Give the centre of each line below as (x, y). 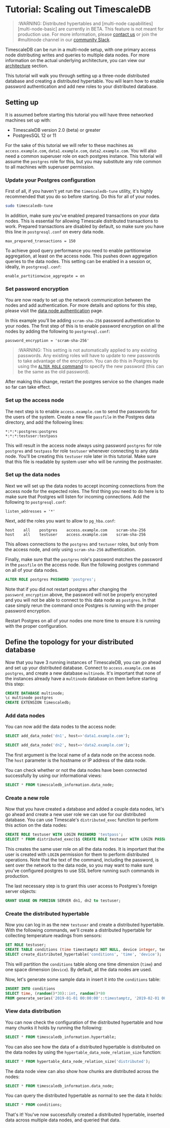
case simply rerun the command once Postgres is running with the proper (82, 605)
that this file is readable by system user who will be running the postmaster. (84, 461)
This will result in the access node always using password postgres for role (83, 445)
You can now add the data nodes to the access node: (61, 727)
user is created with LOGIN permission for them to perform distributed (77, 855)
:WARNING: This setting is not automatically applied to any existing (87, 350)
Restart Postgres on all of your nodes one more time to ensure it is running (83, 620)
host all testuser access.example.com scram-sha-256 (75, 534)
